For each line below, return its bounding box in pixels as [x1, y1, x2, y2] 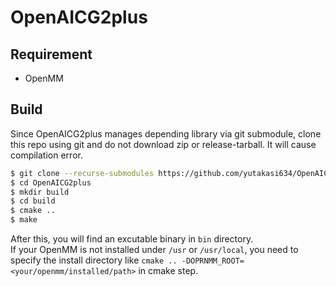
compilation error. [10, 149, 83, 161]
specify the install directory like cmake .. [10, 254, 178, 266]
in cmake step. [138, 265, 199, 277]
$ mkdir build [10, 187, 70, 197]
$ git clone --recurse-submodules [10, 168, 155, 178]
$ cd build [10, 196, 56, 206]
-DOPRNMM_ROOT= [181, 256, 245, 266]
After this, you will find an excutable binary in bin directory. [10, 233, 254, 245]
